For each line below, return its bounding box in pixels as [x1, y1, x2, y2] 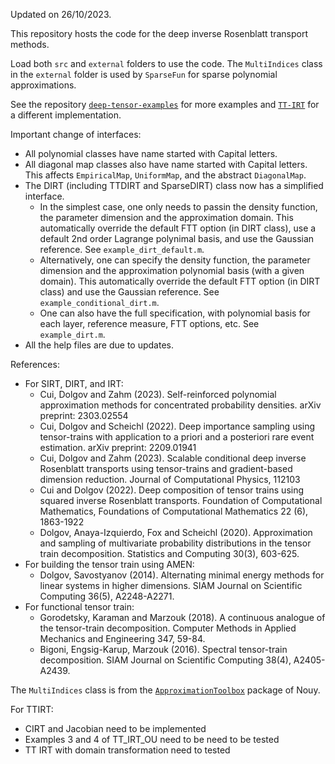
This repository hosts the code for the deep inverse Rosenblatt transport [10, 28, 309, 39]
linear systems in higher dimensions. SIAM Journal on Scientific [39, 580, 303, 591]
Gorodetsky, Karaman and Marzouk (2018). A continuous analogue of [39, 612, 326, 623]
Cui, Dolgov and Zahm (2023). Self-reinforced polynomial [39, 389, 277, 400]
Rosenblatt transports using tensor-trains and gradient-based [39, 463, 293, 474]
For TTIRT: [10, 704, 54, 715]
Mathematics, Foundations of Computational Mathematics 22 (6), [39, 505, 309, 517]
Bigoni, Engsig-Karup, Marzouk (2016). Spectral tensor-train [39, 644, 288, 655]
